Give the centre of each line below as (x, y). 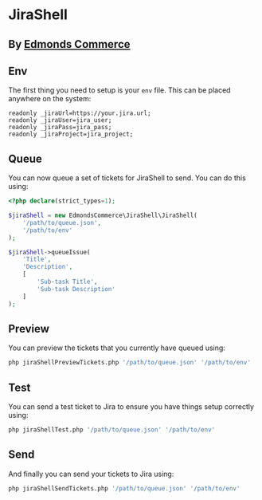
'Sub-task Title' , (67, 282)
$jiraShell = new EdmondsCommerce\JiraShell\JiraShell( (103, 216)
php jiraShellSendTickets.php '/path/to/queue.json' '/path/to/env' (124, 488)
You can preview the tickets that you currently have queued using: (117, 348)
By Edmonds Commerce (69, 44)
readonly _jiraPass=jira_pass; (60, 128)
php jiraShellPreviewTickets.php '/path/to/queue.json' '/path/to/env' (129, 363)
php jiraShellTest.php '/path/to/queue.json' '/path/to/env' (112, 430)
